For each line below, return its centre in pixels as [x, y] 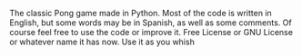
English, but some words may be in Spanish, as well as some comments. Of [151, 23]
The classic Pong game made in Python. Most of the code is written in [141, 13]
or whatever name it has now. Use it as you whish [102, 42]
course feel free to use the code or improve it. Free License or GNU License [151, 32]
